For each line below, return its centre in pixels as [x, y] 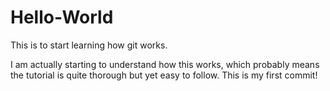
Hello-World [62, 17]
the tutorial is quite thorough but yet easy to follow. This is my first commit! [164, 75]
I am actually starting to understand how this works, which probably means [165, 64]
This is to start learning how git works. [89, 45]
